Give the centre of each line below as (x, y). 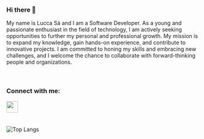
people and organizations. (39, 62)
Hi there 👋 (21, 10)
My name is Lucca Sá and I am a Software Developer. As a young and (94, 23)
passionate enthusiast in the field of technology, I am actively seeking (94, 29)
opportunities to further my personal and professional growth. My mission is (102, 36)
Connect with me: (33, 91)
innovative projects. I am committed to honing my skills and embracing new (101, 49)
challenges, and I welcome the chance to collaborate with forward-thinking (101, 56)
